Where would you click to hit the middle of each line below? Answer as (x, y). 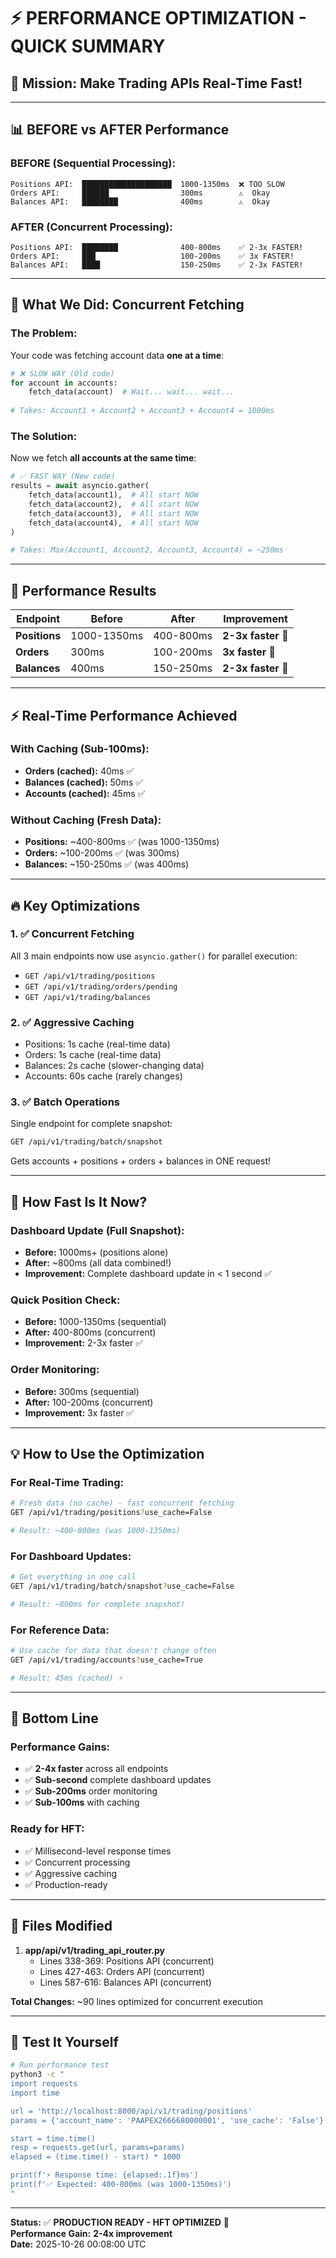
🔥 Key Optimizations (75, 905)
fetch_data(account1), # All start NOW (113, 495)
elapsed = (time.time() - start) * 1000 (96, 2157)
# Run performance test (60, 2065)
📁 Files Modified (61, 1926)
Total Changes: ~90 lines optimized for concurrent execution (136, 2001)
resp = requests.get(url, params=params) (98, 2148)
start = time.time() (53, 2138)
